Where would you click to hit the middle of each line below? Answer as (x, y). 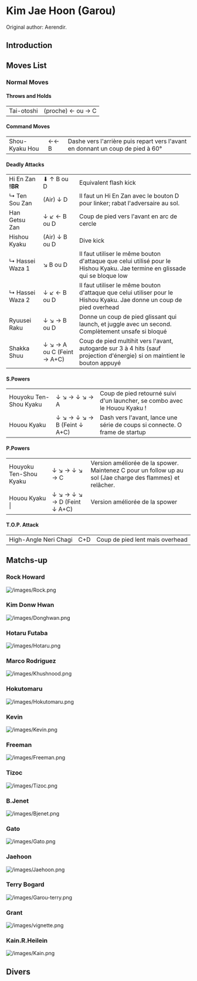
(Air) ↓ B (55, 237)
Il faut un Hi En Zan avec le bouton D (129, 196)
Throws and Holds (29, 96)
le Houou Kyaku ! (123, 408)
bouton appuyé (100, 363)
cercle (88, 224)
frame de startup (123, 432)
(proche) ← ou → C (70, 111)
